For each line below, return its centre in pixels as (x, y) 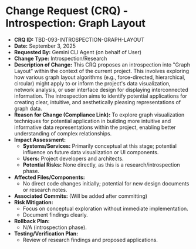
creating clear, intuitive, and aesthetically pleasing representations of (97, 102)
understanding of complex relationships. (63, 133)
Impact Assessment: (40, 140)
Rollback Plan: (32, 221)
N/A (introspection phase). (55, 227)
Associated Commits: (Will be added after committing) (81, 196)
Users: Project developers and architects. (73, 158)
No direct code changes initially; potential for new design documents (106, 183)
